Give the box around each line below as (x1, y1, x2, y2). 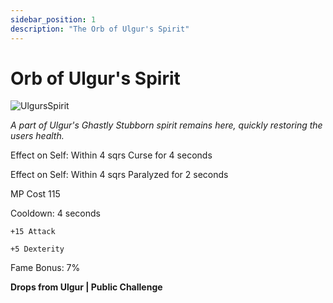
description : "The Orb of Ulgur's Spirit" (10, 24, 190, 34)
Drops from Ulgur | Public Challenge (10, 281, 163, 293)
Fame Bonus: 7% (10, 262, 81, 274)
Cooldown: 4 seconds (10, 207, 101, 220)
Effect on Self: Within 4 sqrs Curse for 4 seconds (10, 149, 213, 161)
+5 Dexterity (10, 244, 65, 255)
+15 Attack (10, 227, 56, 237)
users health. (10, 130, 65, 142)
